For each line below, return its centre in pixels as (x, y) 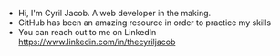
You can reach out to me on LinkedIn (87, 32)
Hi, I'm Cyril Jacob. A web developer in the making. (114, 13)
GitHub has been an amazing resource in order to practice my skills (145, 23)
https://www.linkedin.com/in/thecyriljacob (97, 42)
